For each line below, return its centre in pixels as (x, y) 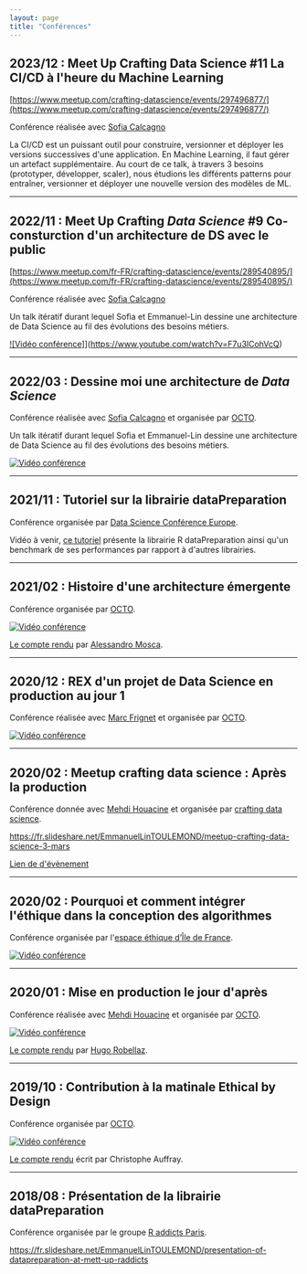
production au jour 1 (67, 695)
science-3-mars (40, 846)
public (28, 249)
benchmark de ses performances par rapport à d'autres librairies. (133, 549)
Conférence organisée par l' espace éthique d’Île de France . (121, 937)
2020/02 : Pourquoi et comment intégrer (127, 901)
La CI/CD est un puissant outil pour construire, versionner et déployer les (147, 145)
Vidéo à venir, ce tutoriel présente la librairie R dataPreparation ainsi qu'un (149, 539)
